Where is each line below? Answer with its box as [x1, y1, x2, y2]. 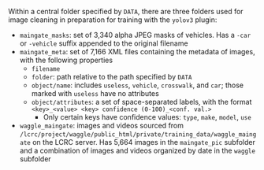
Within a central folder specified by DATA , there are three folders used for [8, 7, 244, 16]
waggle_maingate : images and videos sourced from [19, 121, 184, 130]
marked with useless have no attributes [31, 89, 159, 98]
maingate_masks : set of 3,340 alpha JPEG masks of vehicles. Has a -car [19, 31, 251, 39]
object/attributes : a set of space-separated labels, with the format [31, 98, 252, 106]
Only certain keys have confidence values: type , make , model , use [43, 113, 252, 121]
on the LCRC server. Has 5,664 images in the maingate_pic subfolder [32, 138, 256, 146]
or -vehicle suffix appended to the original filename [19, 39, 188, 48]
